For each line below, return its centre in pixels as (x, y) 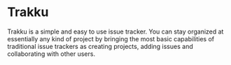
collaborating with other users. (51, 54)
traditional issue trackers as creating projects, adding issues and (100, 46)
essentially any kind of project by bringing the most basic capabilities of (111, 38)
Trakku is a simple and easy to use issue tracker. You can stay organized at (115, 31)
